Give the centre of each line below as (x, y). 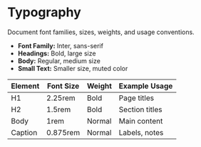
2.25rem (61, 98)
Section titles (140, 109)
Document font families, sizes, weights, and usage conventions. (101, 32)
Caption (24, 132)
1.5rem (58, 109)
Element (25, 86)
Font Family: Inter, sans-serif (60, 45)
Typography (45, 12)
